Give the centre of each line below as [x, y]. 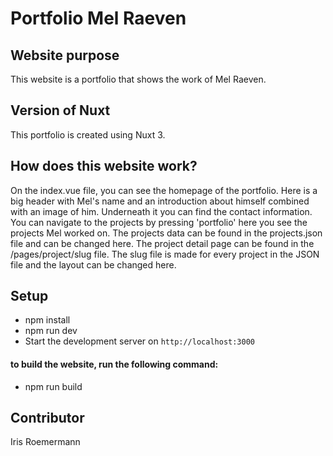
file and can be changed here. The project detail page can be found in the [162, 243]
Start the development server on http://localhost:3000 [139, 341]
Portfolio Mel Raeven [98, 18]
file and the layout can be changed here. [93, 264]
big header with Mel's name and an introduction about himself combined [160, 201]
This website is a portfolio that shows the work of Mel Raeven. [138, 79]
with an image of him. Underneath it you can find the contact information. [161, 211]
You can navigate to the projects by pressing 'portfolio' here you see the [159, 222]
